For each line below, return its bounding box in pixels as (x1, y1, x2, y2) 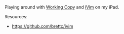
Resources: (4, 14, 28, 19)
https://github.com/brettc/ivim (11, 23, 74, 29)
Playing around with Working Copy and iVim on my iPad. (4, 4, 120, 10)
